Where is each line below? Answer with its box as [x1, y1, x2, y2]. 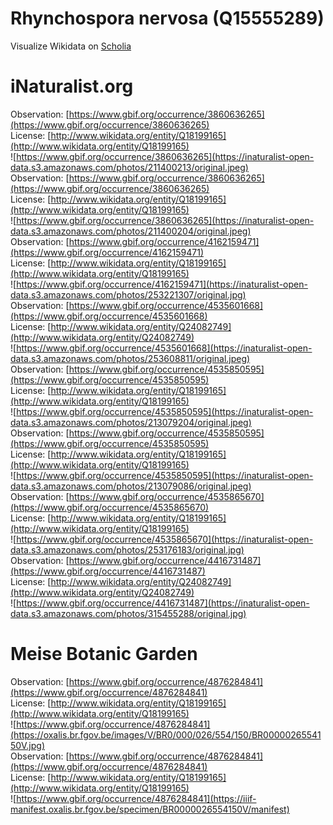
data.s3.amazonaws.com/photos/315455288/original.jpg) [10, 607, 247, 619]
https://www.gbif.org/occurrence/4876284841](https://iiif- [16, 792, 257, 804]
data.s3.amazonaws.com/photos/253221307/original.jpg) [10, 288, 247, 301]
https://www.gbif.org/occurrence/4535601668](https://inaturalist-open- [16, 342, 313, 354]
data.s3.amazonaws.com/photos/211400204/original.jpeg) [10, 225, 252, 237]
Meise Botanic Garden [10, 643, 198, 666]
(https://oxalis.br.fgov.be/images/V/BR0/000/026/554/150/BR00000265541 [10, 728, 322, 741]
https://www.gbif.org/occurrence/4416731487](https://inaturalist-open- [16, 597, 310, 609]
